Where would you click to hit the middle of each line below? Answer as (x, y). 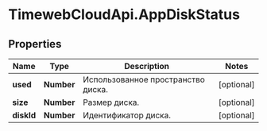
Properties (35, 44)
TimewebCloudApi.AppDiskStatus (124, 15)
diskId (24, 115)
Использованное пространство (144, 79)
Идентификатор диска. (127, 115)
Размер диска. (111, 102)
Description (147, 66)
